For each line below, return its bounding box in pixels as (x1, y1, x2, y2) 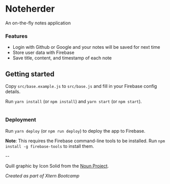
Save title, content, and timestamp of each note (12, 55, 112, 61)
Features (5, 33, 28, 40)
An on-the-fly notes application (5, 20, 71, 26)
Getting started (5, 70, 55, 78)
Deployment (5, 116, 37, 124)
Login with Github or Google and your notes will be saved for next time (12, 44, 160, 50)
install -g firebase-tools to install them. (5, 143, 94, 149)
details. (5, 88, 21, 95)
